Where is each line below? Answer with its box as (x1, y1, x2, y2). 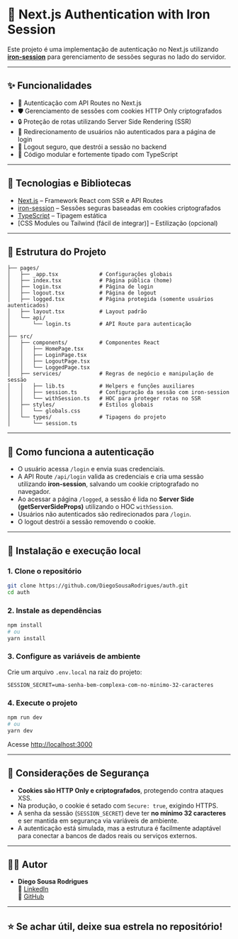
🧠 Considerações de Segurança (7, 767, 149, 779)
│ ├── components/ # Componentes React (7, 339, 160, 346)
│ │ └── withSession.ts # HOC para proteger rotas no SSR (7, 395, 201, 402)
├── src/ (7, 333, 33, 340)
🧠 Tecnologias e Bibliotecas (7, 177, 132, 190)
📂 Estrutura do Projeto (7, 246, 106, 258)
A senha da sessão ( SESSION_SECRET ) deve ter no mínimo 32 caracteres (17, 808, 227, 817)
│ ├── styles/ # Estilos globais (7, 401, 154, 409)
